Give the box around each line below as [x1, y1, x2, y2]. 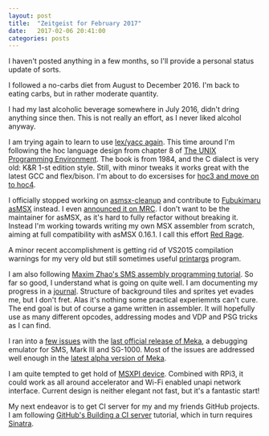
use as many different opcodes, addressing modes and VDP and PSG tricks [8, 312, 259, 322]
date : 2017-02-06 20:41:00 [8, 27, 106, 35]
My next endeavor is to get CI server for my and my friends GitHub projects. [8, 401, 260, 411]
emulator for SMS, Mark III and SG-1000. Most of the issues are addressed [8, 345, 255, 355]
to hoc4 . [8, 180, 36, 190]
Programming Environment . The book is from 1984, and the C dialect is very [8, 154, 259, 164]
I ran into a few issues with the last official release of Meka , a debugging [8, 336, 248, 346]
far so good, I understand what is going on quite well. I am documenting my [8, 278, 259, 288]
